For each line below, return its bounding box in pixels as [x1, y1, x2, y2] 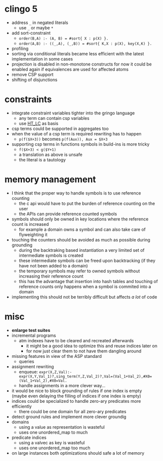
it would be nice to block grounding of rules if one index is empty [11, 388, 142, 394]
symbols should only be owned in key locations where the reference [11, 216, 149, 222]
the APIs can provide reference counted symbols [18, 211, 117, 217]
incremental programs [11, 332, 56, 338]
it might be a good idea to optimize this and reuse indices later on [26, 343, 158, 349]
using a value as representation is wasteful [18, 424, 105, 430]
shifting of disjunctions [11, 77, 58, 83]
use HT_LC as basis [18, 120, 59, 126]
